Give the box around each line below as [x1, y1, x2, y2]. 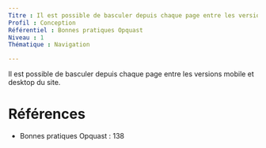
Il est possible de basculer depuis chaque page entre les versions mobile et [8, 69, 255, 79]
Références [8, 105, 85, 123]
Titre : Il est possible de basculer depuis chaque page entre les [8, 11, 236, 20]
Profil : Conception [8, 19, 77, 27]
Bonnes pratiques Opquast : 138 [19, 131, 125, 141]
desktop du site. [8, 78, 61, 87]
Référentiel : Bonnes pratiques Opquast [8, 26, 144, 34]
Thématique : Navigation [8, 41, 90, 49]
